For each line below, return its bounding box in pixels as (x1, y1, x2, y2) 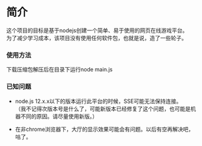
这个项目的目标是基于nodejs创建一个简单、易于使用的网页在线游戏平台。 (6, 27, 188, 34)
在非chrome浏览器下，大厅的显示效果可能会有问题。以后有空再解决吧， (15, 125, 194, 133)
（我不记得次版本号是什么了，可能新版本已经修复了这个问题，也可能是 (15, 105, 191, 112)
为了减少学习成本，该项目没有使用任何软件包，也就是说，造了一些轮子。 (6, 34, 187, 41)
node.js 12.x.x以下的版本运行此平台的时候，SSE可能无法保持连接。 (15, 98, 182, 105)
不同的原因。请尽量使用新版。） (20, 113, 98, 120)
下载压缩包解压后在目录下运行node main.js (6, 66, 113, 73)
